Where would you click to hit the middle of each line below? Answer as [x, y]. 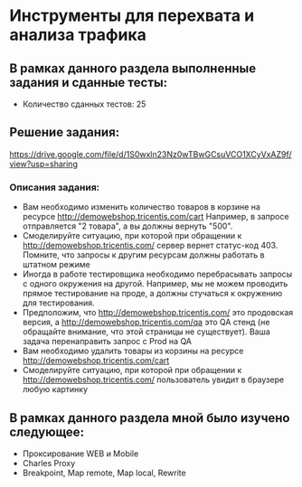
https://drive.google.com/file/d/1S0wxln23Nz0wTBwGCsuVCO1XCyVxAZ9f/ [151, 154]
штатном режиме [56, 265]
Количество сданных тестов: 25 [84, 104]
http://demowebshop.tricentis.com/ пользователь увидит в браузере [153, 379]
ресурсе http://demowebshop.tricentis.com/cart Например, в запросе [156, 217]
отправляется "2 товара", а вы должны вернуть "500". [127, 226]
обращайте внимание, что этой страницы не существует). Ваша [146, 332]
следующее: [47, 431]
